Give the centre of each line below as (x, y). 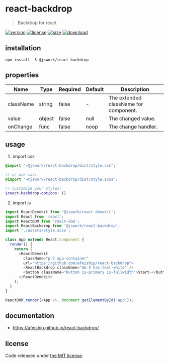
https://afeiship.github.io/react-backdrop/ (56, 328)
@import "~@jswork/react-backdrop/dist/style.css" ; (60, 166)
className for (126, 104)
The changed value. (132, 118)
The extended (125, 97)
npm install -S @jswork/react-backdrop (47, 60)
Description (135, 89)
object (47, 118)
